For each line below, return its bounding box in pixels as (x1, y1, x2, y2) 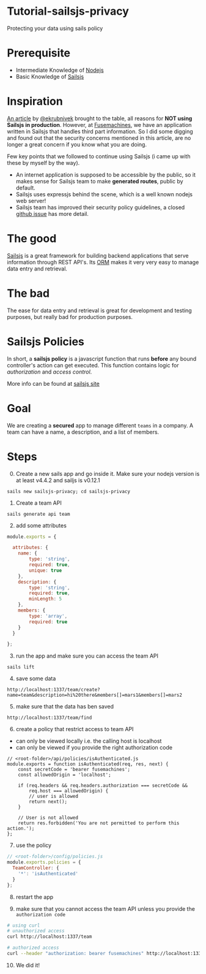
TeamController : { (12, 865, 60, 871)
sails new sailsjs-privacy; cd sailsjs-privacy (7, 488, 131, 494)
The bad (7, 286, 50, 300)
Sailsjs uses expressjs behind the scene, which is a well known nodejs (15, 190, 193, 197)
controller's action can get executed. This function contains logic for (7, 361, 179, 369)
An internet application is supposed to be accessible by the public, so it (15, 171, 196, 178)
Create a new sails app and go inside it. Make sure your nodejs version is (15, 470, 200, 477)
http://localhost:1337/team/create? (7, 687, 100, 693)
